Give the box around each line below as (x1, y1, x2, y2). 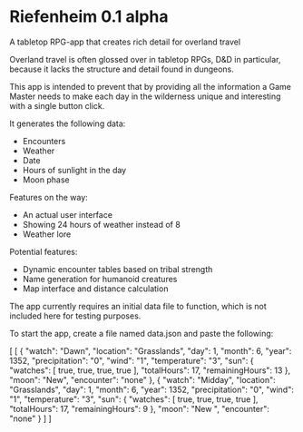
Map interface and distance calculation (22, 283, 169, 294)
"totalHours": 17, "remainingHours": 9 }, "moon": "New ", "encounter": (9, 403, 270, 414)
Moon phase (22, 174, 70, 185)
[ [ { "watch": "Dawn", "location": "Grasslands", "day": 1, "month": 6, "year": (9, 345, 292, 356)
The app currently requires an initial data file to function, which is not (9, 300, 268, 311)
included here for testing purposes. (9, 310, 142, 321)
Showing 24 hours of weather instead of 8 (22, 219, 181, 230)
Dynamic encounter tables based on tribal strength (22, 263, 213, 274)
